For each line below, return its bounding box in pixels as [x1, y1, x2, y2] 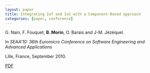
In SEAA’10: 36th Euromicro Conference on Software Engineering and [5, 39, 145, 45]
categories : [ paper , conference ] [5, 16, 73, 21]
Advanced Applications [5, 44, 52, 50]
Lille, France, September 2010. [5, 54, 66, 59]
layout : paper [5, 7, 34, 12]
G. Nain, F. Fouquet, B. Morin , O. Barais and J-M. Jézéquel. [5, 30, 125, 36]
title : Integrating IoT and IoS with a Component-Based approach [5, 12, 141, 17]
